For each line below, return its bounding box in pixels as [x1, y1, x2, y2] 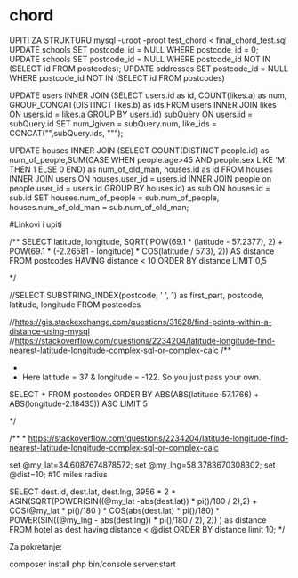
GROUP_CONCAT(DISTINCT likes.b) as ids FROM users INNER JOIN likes [9, 99, 278, 110]
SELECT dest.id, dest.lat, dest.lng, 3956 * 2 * [9, 486, 176, 497]
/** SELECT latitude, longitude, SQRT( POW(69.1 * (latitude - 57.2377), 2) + [9, 236, 284, 247]
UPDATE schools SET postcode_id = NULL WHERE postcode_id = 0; [9, 44, 259, 54]
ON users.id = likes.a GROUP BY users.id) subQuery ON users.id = [9, 109, 254, 119]
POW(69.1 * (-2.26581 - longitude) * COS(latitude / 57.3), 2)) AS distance [9, 246, 275, 256]
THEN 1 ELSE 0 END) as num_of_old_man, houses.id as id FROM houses [9, 164, 273, 175]
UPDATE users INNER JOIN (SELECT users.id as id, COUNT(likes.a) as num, [9, 90, 287, 101]
